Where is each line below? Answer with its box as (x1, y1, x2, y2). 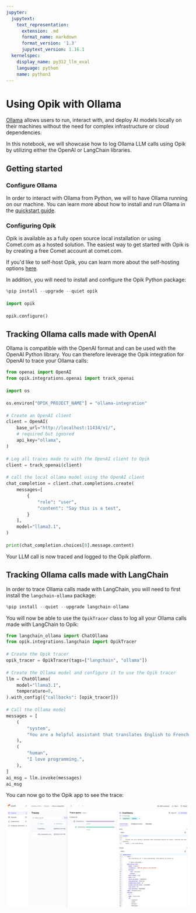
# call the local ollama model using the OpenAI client (6, 475, 145, 481)
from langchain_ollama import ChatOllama (6, 633, 108, 639)
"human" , (27, 750, 48, 756)
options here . (6, 265, 38, 272)
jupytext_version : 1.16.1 (21, 47, 85, 53)
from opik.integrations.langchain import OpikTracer (6, 639, 137, 645)
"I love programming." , (27, 757, 85, 762)
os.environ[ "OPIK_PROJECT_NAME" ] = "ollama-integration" (6, 400, 148, 406)
